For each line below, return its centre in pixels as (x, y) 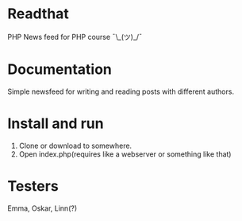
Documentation (60, 70)
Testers (33, 186)
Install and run (56, 124)
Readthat (38, 14)
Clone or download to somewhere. (75, 145)
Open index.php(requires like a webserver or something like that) (125, 154)
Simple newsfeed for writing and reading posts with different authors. (121, 91)
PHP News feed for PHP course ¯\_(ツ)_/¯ (75, 37)
